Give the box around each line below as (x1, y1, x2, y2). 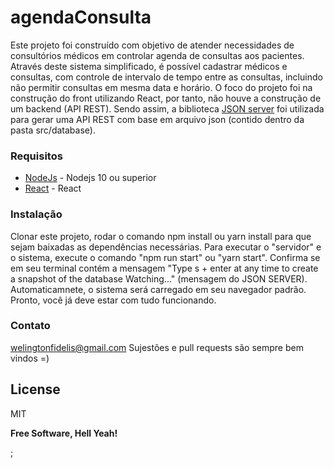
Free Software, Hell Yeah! (10, 427, 118, 439)
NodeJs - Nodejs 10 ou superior (24, 172, 157, 184)
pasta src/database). (10, 124, 96, 136)
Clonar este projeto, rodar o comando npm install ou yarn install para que (10, 230, 312, 242)
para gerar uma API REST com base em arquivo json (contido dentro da (10, 113, 305, 125)
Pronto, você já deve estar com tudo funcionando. (10, 294, 217, 306)
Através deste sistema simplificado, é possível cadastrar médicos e (10, 60, 288, 72)
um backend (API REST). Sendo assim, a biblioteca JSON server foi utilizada (10, 102, 325, 115)
